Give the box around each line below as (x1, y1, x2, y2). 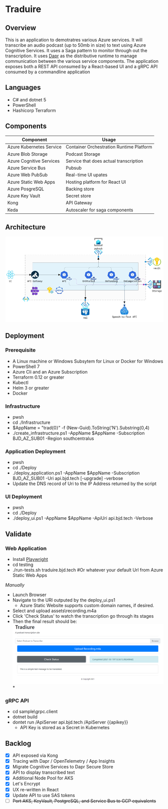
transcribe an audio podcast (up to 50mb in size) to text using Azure (5, 42, 146, 48)
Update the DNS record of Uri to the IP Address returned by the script (12, 481, 157, 487)
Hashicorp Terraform (12, 107, 56, 113)
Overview (5, 24, 37, 32)
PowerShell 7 (12, 363, 40, 370)
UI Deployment (5, 493, 43, 500)
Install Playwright (12, 556, 49, 562)
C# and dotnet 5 (12, 96, 47, 102)
